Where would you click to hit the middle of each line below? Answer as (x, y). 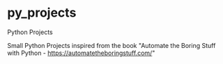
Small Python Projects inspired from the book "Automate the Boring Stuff (111, 45)
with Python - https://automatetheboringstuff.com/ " (81, 53)
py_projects (42, 13)
